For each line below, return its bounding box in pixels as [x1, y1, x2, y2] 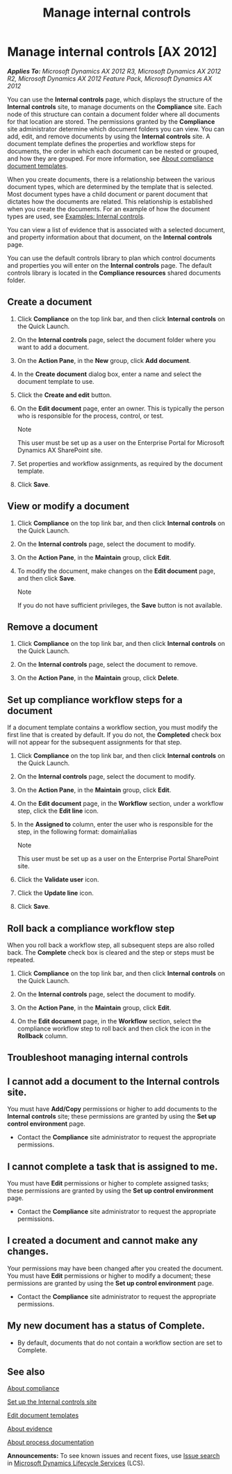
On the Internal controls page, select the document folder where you [17, 335, 216, 343]
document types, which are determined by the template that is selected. [7, 182, 213, 191]
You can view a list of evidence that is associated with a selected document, [7, 225, 226, 234]
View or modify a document [7, 501, 130, 512]
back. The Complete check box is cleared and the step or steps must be [7, 948, 215, 957]
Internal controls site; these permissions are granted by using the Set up [7, 1112, 217, 1121]
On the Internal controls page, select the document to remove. [17, 661, 198, 669]
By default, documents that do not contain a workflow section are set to [17, 1338, 223, 1347]
